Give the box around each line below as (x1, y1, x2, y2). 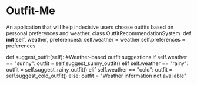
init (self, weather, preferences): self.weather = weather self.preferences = (6, 36, 186, 43)
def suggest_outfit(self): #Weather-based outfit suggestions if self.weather (6, 53, 188, 60)
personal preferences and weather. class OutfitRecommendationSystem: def (6, 29, 192, 36)
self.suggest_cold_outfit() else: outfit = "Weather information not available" (6, 72, 187, 79)
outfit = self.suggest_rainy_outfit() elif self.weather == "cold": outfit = (6, 66, 173, 73)
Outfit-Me (6, 4, 55, 18)
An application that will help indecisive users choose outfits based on (6, 23, 174, 30)
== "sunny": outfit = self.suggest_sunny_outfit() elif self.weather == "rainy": (6, 60, 189, 67)
